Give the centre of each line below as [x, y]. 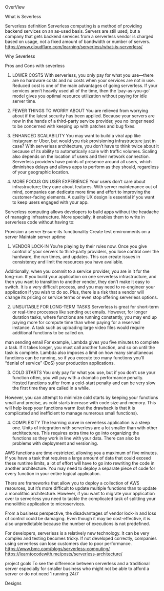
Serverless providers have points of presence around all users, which [82, 162]
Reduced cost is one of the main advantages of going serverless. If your [85, 86]
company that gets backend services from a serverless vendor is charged [79, 36]
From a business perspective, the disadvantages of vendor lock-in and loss [81, 513]
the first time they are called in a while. [51, 388]
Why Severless [20, 56]
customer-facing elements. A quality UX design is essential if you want [83, 197]
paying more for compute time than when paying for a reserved [76, 322]
